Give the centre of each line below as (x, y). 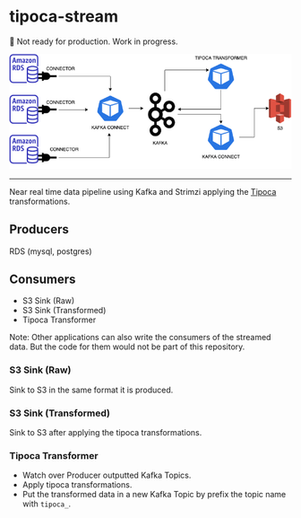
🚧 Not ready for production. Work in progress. (94, 41)
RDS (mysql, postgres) (51, 251)
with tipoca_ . (47, 504)
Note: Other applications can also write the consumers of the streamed (140, 338)
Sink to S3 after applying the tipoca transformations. (106, 433)
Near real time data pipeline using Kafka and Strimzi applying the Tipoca (143, 191)
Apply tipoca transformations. (77, 485)
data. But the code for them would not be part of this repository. (127, 347)
